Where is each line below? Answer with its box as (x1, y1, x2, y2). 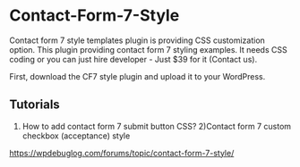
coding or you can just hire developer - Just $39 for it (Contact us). (9, 54, 258, 64)
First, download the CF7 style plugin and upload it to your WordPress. (9, 71, 266, 81)
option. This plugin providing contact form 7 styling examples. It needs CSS (9, 44, 288, 54)
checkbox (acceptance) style (21, 130, 131, 141)
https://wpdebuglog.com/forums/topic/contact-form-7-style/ (9, 147, 235, 158)
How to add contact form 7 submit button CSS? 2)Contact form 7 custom (21, 121, 292, 131)
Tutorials (9, 97, 60, 113)
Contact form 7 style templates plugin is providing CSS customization (9, 35, 266, 46)
